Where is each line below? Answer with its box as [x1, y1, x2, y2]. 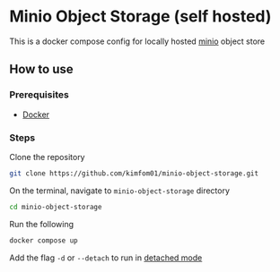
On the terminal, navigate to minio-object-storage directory [9, 185, 231, 196]
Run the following [9, 218, 74, 229]
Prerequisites [9, 89, 69, 101]
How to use [9, 62, 74, 77]
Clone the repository [9, 151, 85, 162]
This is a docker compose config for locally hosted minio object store [9, 36, 266, 47]
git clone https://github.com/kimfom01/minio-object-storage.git [9, 168, 258, 178]
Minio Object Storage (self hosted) [9, 6, 272, 27]
